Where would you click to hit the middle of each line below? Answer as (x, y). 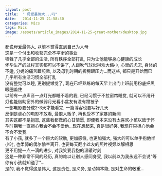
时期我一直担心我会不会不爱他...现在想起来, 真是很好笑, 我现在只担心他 (80, 126)
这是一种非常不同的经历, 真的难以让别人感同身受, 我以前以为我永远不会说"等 (81, 156)
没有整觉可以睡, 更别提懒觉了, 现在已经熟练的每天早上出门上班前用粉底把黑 (80, 83)
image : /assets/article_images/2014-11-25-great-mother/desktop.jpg (76, 32)
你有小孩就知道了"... (25, 162)
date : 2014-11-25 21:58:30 (35, 19)
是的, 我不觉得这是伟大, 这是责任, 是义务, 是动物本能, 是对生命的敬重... (75, 168)
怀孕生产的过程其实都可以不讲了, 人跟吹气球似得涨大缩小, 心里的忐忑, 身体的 (81, 65)
